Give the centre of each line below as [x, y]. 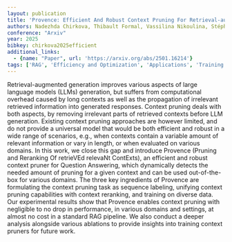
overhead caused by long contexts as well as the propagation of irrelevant [113, 99]
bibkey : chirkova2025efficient [52, 46]
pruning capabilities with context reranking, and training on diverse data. [110, 194]
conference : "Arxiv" [37, 33]
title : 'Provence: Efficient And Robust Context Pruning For [97, 20]
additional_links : [33, 52]
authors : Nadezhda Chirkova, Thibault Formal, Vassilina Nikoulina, [108, 26]
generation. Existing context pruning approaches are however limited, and [112, 121]
